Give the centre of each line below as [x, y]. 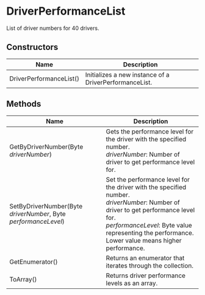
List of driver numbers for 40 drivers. [53, 28]
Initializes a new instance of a [127, 74]
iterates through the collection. [150, 265]
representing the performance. [150, 233]
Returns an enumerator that [145, 258]
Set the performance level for [148, 179]
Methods [24, 104]
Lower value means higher [144, 240]
